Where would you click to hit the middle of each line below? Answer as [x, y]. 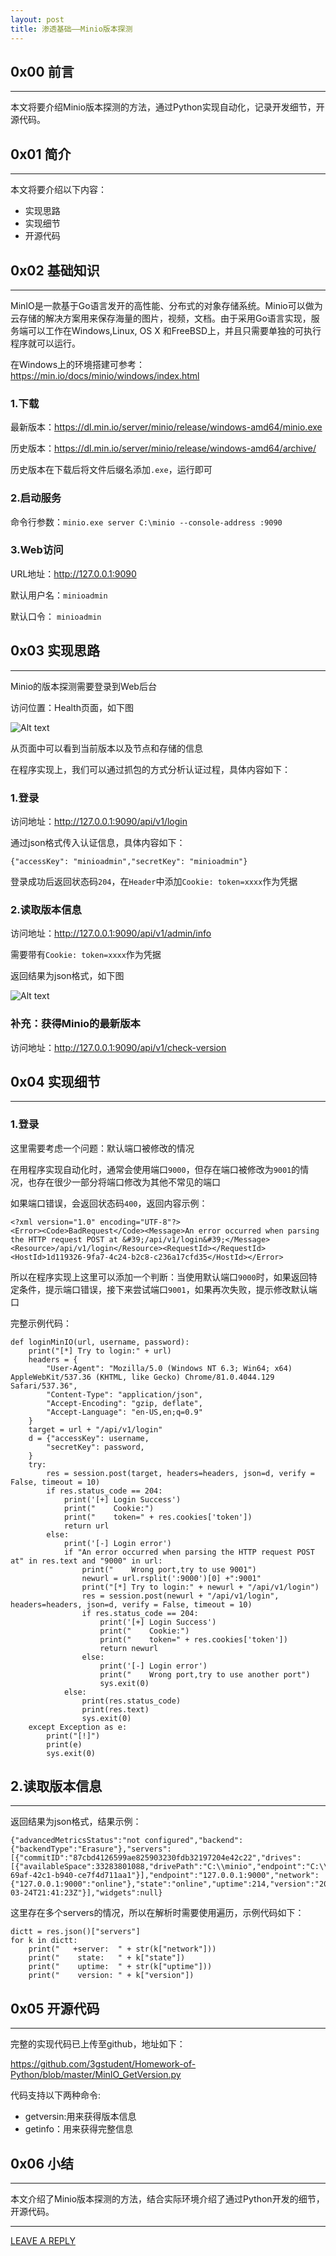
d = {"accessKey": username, [89, 1438]
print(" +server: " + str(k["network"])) [122, 1949]
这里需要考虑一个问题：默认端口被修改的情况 [102, 1148]
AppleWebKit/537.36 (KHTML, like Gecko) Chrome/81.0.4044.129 [142, 1377]
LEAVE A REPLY [43, 2241]
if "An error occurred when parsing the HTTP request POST [189, 1552]
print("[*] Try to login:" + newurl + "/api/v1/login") [200, 1587]
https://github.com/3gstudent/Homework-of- [103, 2064]
